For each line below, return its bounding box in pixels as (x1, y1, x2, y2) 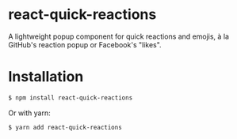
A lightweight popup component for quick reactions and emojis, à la (8, 32, 230, 41)
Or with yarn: (8, 108, 52, 118)
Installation (8, 68, 84, 86)
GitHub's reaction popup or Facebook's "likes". (8, 39, 162, 49)
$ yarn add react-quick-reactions (8, 123, 123, 131)
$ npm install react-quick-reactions (8, 93, 133, 102)
